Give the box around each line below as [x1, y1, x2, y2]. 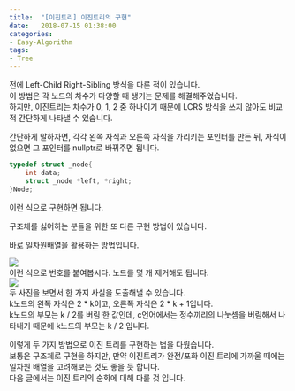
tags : [9, 46, 29, 55]
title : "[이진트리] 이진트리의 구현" [9, 12, 132, 22]
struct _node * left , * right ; [25, 176, 132, 186]
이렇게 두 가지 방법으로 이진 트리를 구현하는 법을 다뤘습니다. [9, 339, 215, 349]
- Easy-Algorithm [9, 37, 73, 47]
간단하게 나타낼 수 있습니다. [18, 112, 113, 123]
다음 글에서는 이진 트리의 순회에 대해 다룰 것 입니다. [9, 372, 185, 383]
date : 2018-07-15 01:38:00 [9, 21, 117, 30]
